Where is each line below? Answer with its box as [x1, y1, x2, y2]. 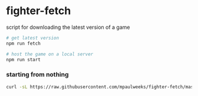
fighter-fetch [6, 4, 71, 18]
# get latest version [6, 35, 60, 41]
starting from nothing [6, 71, 69, 79]
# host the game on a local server [6, 51, 94, 57]
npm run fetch [6, 40, 41, 47]
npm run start [6, 57, 41, 62]
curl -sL [6, 84, 28, 90]
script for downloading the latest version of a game [6, 24, 130, 31]
